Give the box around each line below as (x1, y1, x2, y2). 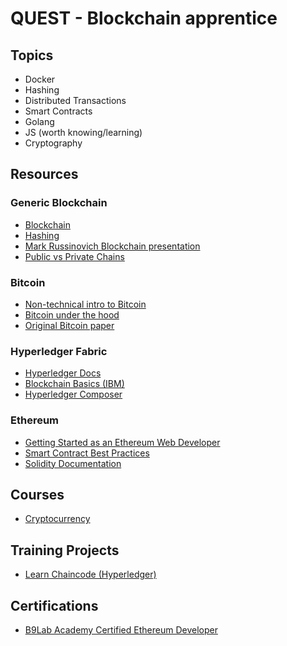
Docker (24, 73, 56, 85)
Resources (10, 166, 79, 183)
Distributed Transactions (24, 95, 127, 106)
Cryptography (24, 137, 83, 149)
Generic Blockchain (10, 196, 108, 210)
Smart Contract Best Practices (24, 447, 150, 459)
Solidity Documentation (24, 457, 122, 469)
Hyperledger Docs (24, 367, 102, 379)
